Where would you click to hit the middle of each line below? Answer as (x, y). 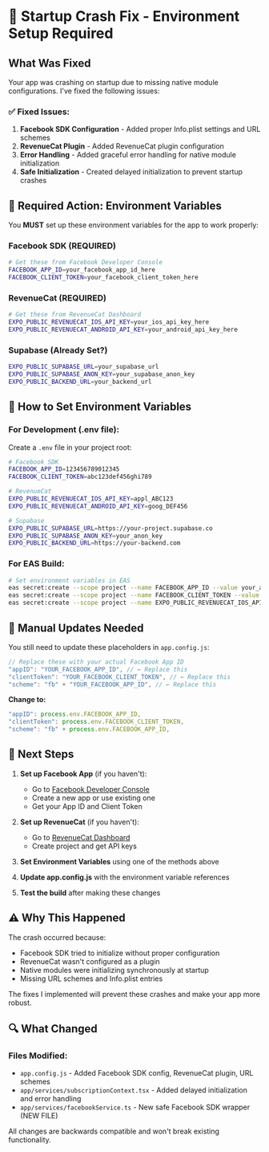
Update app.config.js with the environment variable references (124, 877)
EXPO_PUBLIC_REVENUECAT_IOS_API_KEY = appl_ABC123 (91, 499)
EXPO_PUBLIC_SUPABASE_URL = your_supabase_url (84, 367)
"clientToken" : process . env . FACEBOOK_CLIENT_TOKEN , (96, 722)
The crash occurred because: (57, 937)
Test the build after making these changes (90, 893)
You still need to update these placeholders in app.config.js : (109, 647)
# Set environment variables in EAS (69, 580)
